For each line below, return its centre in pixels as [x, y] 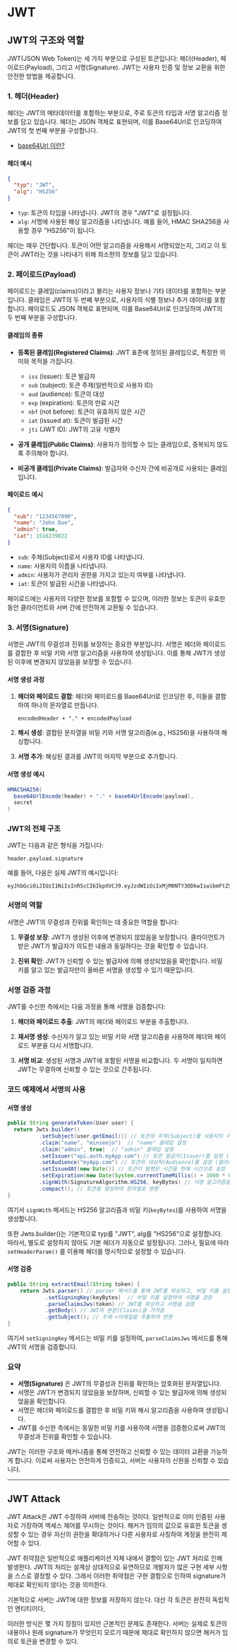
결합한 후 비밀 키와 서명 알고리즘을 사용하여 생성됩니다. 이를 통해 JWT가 [114, 653]
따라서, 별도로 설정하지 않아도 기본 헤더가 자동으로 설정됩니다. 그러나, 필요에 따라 [118, 1243]
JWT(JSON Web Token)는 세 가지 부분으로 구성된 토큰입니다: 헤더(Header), [113, 58]
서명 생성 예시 [26, 774]
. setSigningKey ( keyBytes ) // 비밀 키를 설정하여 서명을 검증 [129, 1297]
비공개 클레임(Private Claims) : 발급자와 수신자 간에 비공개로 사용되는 [113, 468]
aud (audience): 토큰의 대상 [66, 394]
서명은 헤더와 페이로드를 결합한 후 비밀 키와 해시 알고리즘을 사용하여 [111, 1410]
